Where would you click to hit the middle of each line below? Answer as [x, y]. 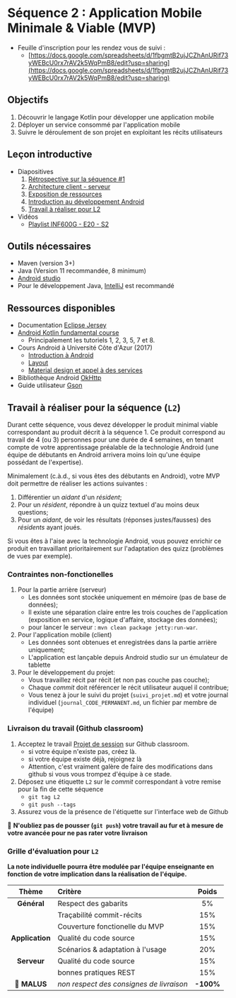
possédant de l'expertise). [45, 462]
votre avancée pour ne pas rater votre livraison [78, 832]
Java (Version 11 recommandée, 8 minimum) [82, 271]
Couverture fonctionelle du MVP [111, 927]
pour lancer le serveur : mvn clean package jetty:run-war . [113, 627]
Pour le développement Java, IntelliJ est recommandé [96, 286]
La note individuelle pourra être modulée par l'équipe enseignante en [111, 866]
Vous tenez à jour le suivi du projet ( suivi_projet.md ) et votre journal [128, 695]
